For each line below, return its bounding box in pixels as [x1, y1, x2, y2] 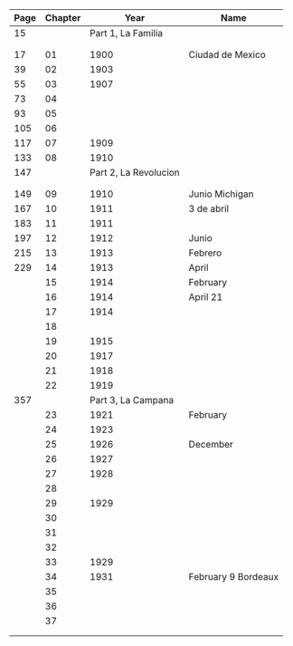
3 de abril [188, 203, 229, 215]
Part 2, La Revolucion [90, 167, 181, 178]
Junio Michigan [188, 188, 254, 200]
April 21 [188, 291, 223, 303]
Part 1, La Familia [90, 27, 163, 39]
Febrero [188, 246, 222, 259]
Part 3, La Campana [90, 394, 175, 406]
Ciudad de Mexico [188, 49, 267, 61]
